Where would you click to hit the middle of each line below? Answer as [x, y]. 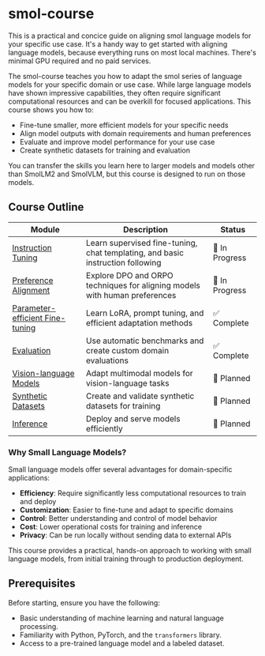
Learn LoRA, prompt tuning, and [145, 313]
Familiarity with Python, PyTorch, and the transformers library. [121, 635]
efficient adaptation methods [139, 322]
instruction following [123, 262]
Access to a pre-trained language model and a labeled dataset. [122, 643]
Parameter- [34, 307]
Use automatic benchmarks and [145, 341]
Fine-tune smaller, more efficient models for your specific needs [124, 125]
